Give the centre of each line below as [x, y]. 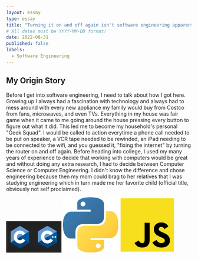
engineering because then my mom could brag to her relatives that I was [94, 176]
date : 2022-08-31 [27, 37]
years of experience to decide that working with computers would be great [97, 158]
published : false [27, 44]
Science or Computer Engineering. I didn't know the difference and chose [95, 170]
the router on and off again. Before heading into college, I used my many [94, 151]
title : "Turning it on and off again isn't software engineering [88, 25]
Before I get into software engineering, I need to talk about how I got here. [96, 95]
